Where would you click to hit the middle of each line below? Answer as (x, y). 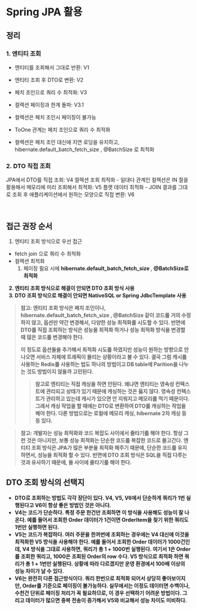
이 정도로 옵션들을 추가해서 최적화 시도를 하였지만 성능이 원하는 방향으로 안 (104, 350)
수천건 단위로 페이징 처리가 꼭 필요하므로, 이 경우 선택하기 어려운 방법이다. (98, 593)
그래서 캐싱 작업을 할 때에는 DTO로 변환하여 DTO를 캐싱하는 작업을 (111, 406)
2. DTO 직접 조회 (28, 166)
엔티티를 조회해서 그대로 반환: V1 (52, 67)
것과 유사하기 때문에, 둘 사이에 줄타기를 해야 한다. (76, 462)
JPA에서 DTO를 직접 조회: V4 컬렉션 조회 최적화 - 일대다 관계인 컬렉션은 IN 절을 (97, 180)
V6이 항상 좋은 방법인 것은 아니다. (73, 505)
